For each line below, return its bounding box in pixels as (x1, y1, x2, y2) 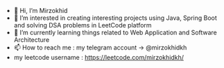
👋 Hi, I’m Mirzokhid (13, 7, 68, 14)
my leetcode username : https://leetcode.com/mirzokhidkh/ (13, 54, 184, 61)
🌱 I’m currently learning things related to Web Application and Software (13, 28, 217, 36)
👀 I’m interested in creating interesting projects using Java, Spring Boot (13, 14, 217, 22)
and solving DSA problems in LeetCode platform (13, 21, 152, 29)
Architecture (13, 36, 50, 44)
